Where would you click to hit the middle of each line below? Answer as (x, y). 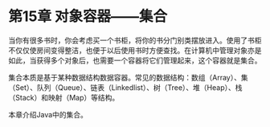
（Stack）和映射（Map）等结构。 (64, 97)
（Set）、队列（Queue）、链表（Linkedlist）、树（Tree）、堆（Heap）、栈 (125, 87)
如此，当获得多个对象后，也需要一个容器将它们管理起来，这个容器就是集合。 (135, 60)
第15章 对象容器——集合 (88, 16)
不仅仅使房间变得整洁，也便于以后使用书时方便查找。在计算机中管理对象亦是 (135, 50)
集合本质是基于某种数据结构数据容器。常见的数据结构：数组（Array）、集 (128, 77)
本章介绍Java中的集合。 (48, 114)
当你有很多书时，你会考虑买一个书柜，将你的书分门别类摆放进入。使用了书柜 (135, 40)
